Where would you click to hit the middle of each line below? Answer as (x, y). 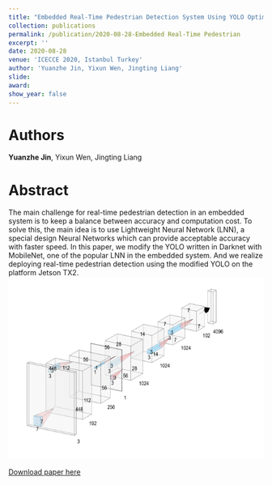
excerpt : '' (28, 43)
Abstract (38, 190)
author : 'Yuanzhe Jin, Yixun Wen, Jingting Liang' (96, 69)
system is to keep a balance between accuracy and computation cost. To (130, 221)
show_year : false (38, 94)
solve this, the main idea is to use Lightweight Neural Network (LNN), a (127, 230)
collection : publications (52, 26)
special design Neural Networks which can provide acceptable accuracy (130, 238)
